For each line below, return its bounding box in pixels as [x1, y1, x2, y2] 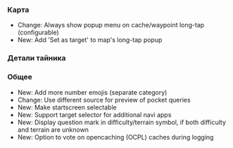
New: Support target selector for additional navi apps [17, 110, 172, 119]
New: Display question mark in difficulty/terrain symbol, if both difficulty [17, 118, 227, 126]
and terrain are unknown [17, 125, 89, 134]
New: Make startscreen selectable [17, 103, 118, 112]
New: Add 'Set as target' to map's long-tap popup [17, 36, 163, 44]
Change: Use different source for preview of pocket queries [17, 95, 191, 104]
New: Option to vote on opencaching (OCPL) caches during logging [17, 133, 214, 141]
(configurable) [17, 28, 60, 36]
